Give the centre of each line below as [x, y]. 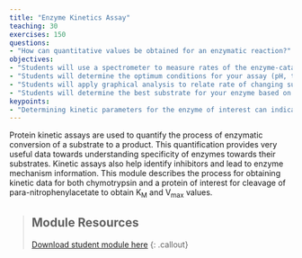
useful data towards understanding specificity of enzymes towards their [142, 155]
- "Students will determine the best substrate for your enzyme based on [151, 93]
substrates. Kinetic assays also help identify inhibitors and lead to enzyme [147, 164]
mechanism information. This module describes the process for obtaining [145, 173]
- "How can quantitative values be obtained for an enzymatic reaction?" [151, 51]
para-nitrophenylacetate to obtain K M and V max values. [111, 194]
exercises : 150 [38, 34]
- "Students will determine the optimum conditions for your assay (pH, [148, 76]
